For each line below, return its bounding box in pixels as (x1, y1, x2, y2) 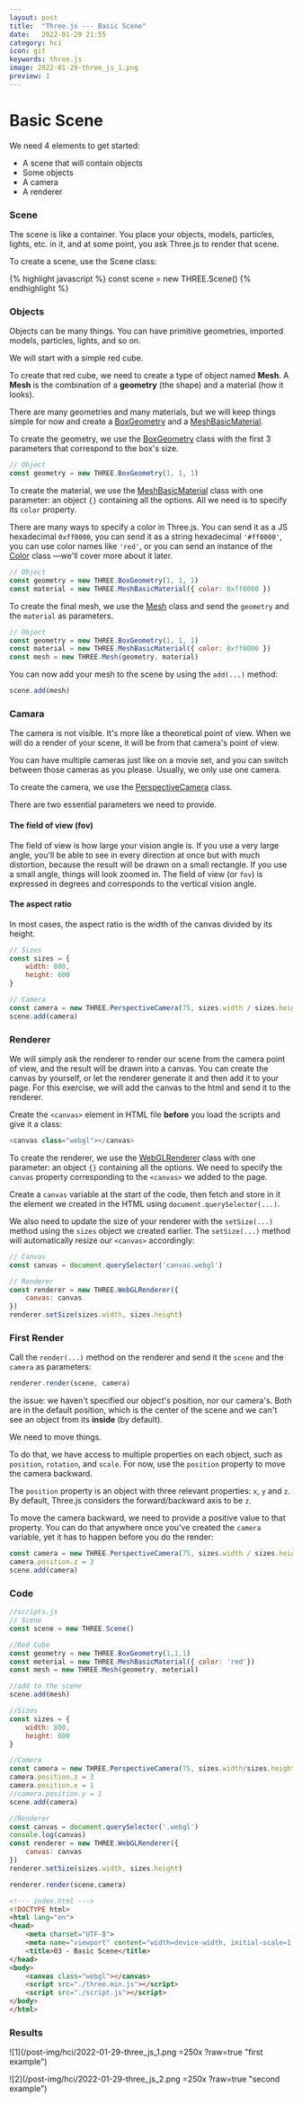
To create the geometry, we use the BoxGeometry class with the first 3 (9, 433, 271, 445)
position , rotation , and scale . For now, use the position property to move (9, 1459, 286, 1469)
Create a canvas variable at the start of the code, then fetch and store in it (9, 1188, 281, 1200)
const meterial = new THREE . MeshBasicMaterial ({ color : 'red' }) (9, 1657, 255, 1666)
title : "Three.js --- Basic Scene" (9, 22, 147, 31)
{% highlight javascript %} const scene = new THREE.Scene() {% (9, 273, 252, 284)
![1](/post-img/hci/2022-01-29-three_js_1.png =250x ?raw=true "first (9, 2046, 263, 2058)
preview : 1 (9, 72, 50, 81)
